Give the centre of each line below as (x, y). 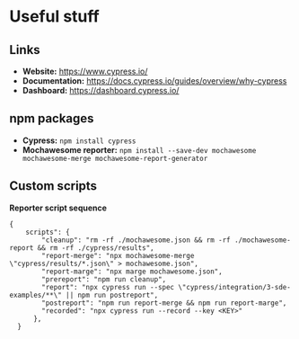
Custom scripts (53, 186)
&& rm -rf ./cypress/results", (96, 248)
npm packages (52, 119)
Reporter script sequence (58, 208)
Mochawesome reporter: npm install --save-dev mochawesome (139, 149)
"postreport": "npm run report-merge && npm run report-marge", (164, 303)
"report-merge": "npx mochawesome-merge (118, 255)
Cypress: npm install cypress (79, 140)
